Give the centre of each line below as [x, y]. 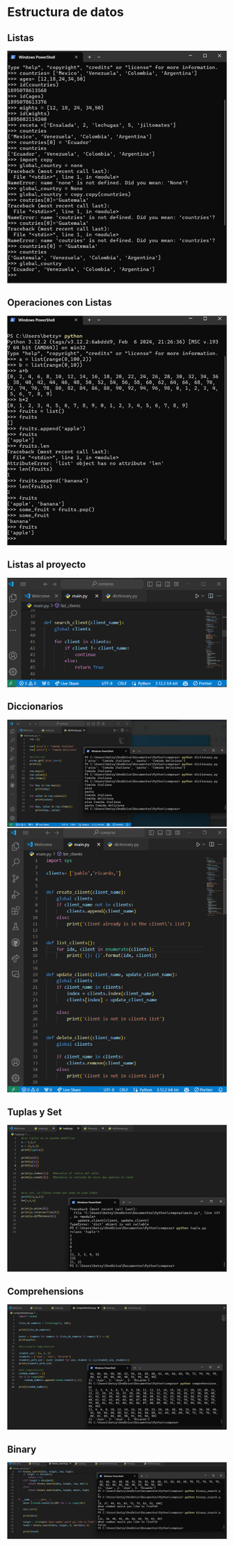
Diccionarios [36, 706]
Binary [22, 1449]
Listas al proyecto [47, 565]
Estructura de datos [65, 12]
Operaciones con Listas [60, 303]
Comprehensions [46, 1291]
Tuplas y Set [34, 1112]
